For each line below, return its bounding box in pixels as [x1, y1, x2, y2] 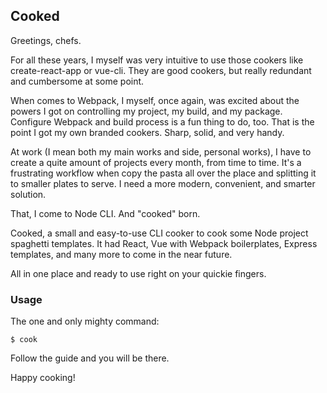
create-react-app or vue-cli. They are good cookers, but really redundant [10, 64, 312, 76]
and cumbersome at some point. [10, 75, 145, 87]
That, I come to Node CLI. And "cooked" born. [10, 207, 201, 219]
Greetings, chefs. [10, 34, 82, 46]
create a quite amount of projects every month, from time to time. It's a [10, 156, 302, 168]
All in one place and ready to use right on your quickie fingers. [10, 267, 267, 279]
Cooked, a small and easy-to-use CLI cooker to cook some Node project [10, 227, 309, 239]
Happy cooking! [10, 372, 76, 384]
